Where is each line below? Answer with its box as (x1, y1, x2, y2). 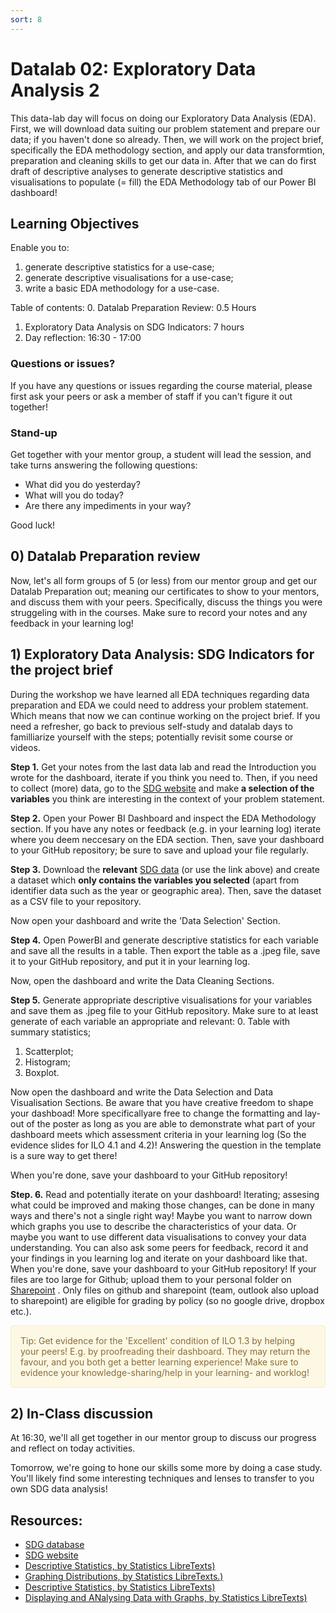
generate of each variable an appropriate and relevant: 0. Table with (10, 1015, 291, 1027)
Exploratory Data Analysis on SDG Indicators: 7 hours (24, 321, 245, 333)
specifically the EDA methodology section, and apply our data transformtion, (10, 144, 325, 156)
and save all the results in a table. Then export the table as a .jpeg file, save (10, 944, 321, 956)
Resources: (10, 1512, 83, 1529)
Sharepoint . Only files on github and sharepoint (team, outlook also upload (10, 1284, 320, 1296)
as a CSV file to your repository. (10, 895, 142, 907)
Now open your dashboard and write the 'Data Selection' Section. (10, 914, 281, 926)
